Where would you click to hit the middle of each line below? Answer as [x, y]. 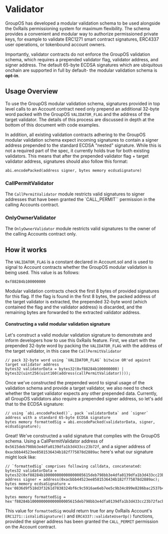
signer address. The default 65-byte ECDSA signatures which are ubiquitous [84, 65]
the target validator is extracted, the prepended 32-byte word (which [76, 302]
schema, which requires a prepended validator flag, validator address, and [82, 59]
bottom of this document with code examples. [52, 125]
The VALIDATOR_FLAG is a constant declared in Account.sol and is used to [79, 262]
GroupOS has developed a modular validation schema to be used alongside [83, 23]
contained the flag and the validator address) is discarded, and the [74, 307]
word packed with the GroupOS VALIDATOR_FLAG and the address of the [78, 114]
